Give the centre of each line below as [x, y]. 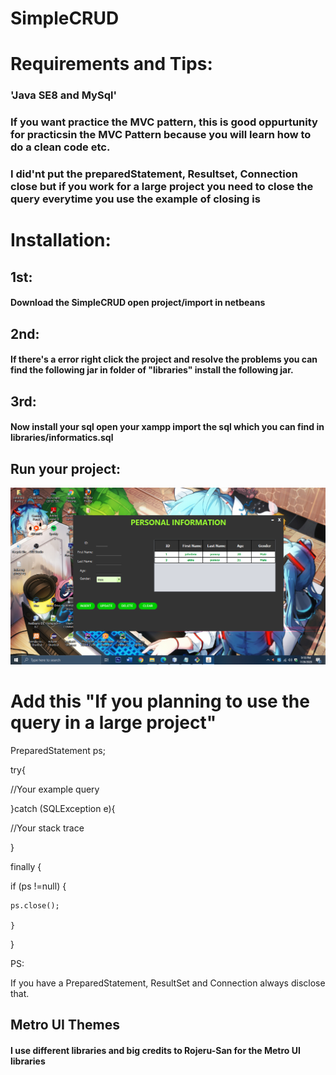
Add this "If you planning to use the [160, 701]
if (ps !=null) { [38, 886]
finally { [26, 867]
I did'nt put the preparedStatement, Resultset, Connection [154, 174]
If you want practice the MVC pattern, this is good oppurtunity [164, 122]
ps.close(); [35, 906]
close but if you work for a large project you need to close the [162, 187]
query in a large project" [113, 723]
